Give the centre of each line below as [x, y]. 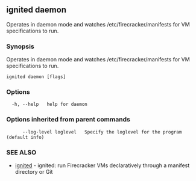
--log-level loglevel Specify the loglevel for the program [102, 132]
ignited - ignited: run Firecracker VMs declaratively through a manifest [102, 165]
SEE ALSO [21, 152]
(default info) [25, 137]
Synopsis [20, 46]
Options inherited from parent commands [68, 120]
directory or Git [34, 172]
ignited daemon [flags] [36, 77]
